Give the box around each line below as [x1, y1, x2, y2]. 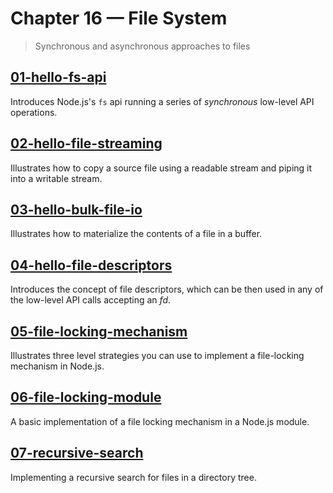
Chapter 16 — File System [10, 7, 228, 30]
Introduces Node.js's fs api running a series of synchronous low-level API [10, 95, 315, 107]
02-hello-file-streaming [10, 135, 163, 152]
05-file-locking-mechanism [10, 323, 188, 340]
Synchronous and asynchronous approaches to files [34, 40, 251, 52]
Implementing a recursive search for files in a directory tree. [10, 471, 257, 483]
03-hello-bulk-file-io [10, 201, 143, 218]
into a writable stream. [10, 172, 103, 184]
